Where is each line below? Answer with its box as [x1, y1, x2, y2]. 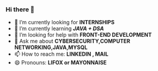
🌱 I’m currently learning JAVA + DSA [14, 25, 104, 32]
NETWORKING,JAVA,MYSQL [14, 44, 88, 51]
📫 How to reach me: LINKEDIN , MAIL [14, 50, 109, 58]
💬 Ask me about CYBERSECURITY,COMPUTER [14, 38, 131, 45]
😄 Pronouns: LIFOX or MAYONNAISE [14, 59, 107, 66]
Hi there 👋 [5, 5, 35, 14]
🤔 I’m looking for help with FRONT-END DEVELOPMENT [14, 31, 152, 38]
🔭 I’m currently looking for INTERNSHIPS [14, 19, 114, 26]
